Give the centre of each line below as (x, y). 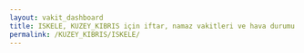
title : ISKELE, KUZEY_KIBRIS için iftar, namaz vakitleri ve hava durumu (152, 26)
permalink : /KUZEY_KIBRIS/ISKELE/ (75, 34)
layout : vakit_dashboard (56, 18)
